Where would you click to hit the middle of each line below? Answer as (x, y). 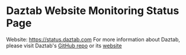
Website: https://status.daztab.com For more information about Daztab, (93, 39)
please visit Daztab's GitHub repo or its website (64, 46)
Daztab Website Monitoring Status (93, 11)
